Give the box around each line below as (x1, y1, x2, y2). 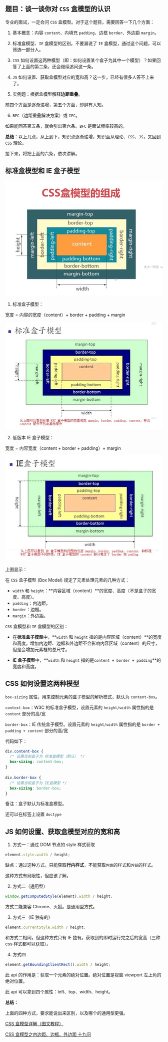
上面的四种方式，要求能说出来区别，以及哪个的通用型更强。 (5, 1010, 128, 1016)
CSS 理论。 (5, 140, 26, 146)
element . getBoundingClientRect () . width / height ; (5, 962, 111, 967)
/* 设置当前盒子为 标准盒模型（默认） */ (9, 754, 85, 759)
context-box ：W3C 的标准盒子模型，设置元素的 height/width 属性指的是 (5, 704, 154, 710)
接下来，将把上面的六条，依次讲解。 (5, 150, 80, 156)
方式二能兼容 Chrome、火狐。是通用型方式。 (5, 904, 97, 909)
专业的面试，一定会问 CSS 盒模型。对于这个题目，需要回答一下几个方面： (5, 19, 155, 25)
